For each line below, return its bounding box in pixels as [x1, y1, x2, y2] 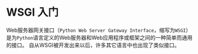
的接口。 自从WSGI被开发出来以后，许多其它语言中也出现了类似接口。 [6, 41, 180, 49]
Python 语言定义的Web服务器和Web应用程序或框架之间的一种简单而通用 [17, 34, 193, 41]
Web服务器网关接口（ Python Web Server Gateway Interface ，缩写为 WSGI [6, 26, 187, 34]
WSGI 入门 [6, 5, 59, 19]
